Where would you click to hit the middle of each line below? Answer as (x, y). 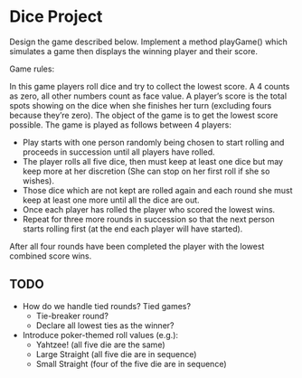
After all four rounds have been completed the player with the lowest (137, 246)
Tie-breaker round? (72, 316)
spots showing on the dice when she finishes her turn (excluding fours (141, 105)
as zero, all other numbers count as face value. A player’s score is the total (148, 96)
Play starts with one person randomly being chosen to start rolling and (153, 142)
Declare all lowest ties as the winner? (105, 325)
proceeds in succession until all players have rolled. (118, 152)
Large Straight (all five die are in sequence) (116, 354)
